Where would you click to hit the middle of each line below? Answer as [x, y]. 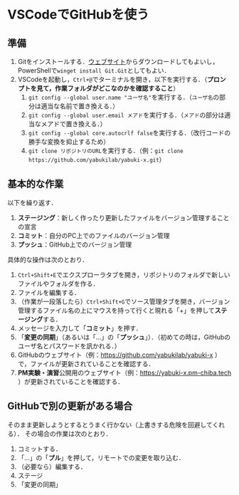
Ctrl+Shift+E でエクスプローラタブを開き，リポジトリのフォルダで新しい [124, 274]
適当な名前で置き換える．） [80, 106]
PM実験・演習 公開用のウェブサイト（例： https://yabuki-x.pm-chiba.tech [124, 372]
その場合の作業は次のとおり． [68, 433]
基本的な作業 [36, 184]
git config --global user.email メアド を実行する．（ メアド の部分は [126, 115]
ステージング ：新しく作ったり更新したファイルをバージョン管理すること [123, 217]
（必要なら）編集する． [52, 467]
